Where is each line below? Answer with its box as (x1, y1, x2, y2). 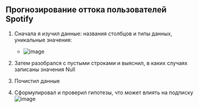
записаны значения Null (14, 66, 76, 73)
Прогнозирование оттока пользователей (5, 5, 167, 15)
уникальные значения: (14, 36, 72, 44)
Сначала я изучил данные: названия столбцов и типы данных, (14, 30, 173, 37)
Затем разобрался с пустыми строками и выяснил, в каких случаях (14, 59, 188, 66)
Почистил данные (14, 77, 60, 84)
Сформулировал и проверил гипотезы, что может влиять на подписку (14, 89, 194, 96)
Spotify (5, 14, 34, 24)
